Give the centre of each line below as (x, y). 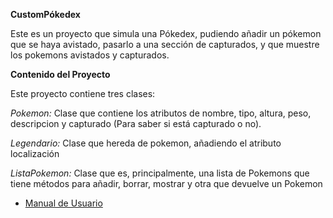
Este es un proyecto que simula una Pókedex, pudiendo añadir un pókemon (166, 33)
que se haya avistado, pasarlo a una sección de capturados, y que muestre (165, 44)
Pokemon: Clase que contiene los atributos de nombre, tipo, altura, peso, (161, 113)
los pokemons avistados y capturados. (90, 55)
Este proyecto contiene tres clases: (83, 93)
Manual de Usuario (63, 203)
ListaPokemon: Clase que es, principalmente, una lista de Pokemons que (160, 173)
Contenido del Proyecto (60, 74)
